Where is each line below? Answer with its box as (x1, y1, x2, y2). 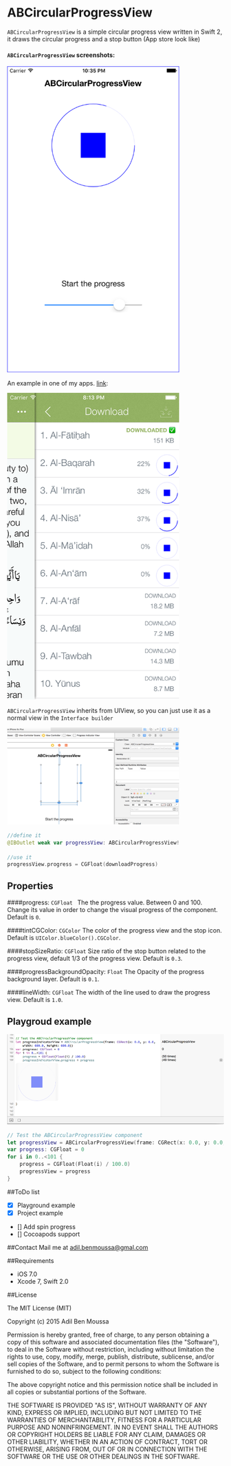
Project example (16, 1209, 63, 1217)
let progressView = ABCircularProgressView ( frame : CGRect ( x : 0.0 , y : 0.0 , (7, 1139, 226, 1146)
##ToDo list (7, 1187, 40, 1196)
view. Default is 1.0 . (7, 996, 63, 1004)
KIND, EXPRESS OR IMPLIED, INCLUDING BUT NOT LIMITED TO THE (7, 1408, 202, 1416)
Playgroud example (7, 1015, 91, 1027)
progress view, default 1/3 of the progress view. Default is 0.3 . (7, 955, 183, 963)
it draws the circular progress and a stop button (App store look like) (7, 34, 201, 43)
